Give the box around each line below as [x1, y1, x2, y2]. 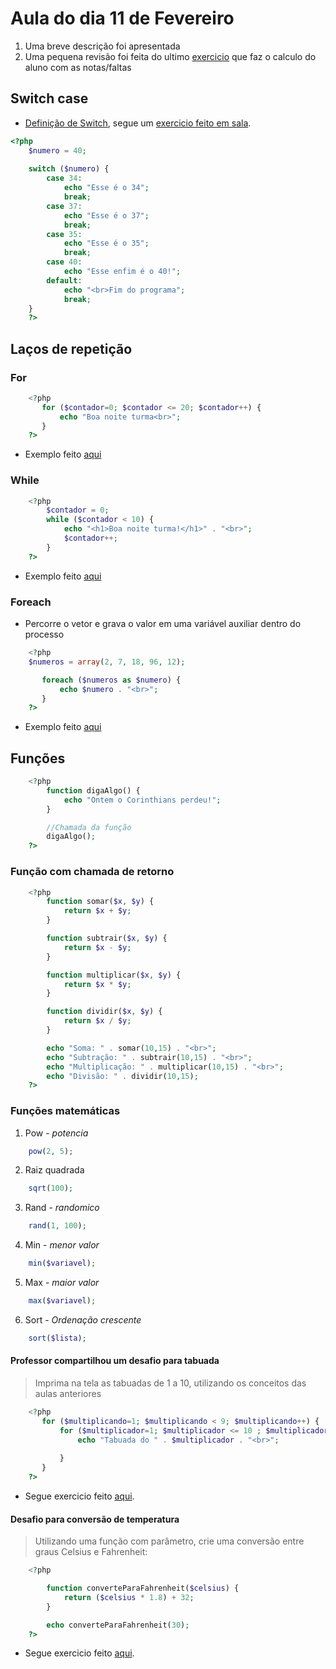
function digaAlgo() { [46, 785, 141, 796]
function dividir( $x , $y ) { [46, 1007, 163, 1017]
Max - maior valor [24, 1277, 100, 1289]
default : [46, 275, 83, 286]
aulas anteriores [34, 1388, 102, 1400]
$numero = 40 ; [28, 145, 87, 156]
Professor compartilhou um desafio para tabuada [10, 1355, 220, 1367]
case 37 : [46, 201, 83, 211]
